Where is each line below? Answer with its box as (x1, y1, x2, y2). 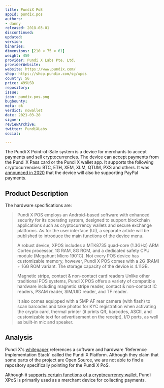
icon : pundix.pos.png (5, 94, 50, 99)
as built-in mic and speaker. (17, 319, 74, 325)
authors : (5, 16, 23, 21)
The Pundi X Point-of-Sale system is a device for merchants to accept (5, 149, 147, 155)
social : (5, 131, 21, 136)
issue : (5, 90, 19, 95)
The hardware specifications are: (5, 203, 72, 209)
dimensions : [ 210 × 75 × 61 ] (5, 48, 65, 53)
